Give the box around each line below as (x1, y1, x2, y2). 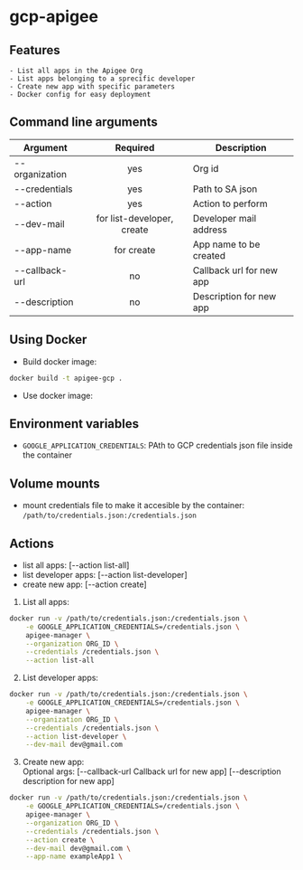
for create (114, 243, 156, 256)
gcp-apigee (9, 6, 99, 27)
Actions (9, 535, 54, 551)
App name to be (192, 238, 261, 251)
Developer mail (192, 212, 257, 224)
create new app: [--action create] (22, 579, 147, 590)
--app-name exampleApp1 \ (25, 852, 124, 861)
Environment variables (9, 416, 140, 431)
